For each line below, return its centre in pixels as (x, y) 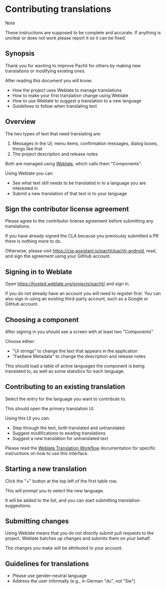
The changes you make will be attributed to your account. (64, 548)
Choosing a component (42, 320)
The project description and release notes (55, 154)
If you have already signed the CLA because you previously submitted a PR (82, 236)
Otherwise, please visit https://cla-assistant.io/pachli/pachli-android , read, (81, 251)
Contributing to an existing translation (65, 387)
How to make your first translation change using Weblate (70, 95)
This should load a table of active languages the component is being (75, 366)
